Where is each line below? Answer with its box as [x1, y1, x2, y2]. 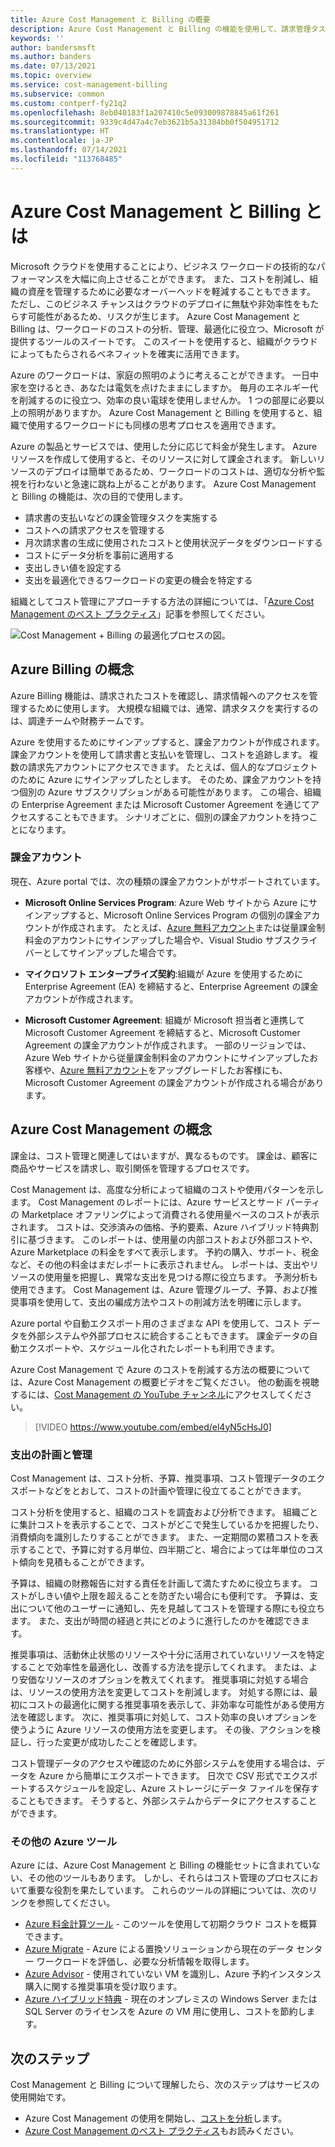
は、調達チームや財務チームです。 [10, 714, 150, 726]
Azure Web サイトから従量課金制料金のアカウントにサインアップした [24, 1051, 310, 1063]
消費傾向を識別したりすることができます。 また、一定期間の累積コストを [10, 1531, 310, 1543]
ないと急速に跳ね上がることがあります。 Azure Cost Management [44, 477, 317, 490]
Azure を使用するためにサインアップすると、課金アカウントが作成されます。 [10, 736, 325, 748]
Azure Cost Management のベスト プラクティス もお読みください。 [24, 2125, 300, 2137]
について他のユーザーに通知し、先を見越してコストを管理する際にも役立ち [18, 1602, 325, 1614]
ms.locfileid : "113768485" [10, 154, 123, 164]
